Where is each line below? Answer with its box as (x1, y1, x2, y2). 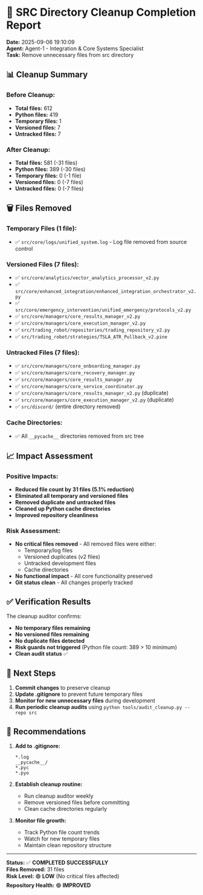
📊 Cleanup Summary (6, 70, 88, 80)
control (14, 245, 33, 252)
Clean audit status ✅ (14, 650, 68, 658)
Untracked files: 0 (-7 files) (14, 185, 84, 192)
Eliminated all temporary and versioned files (14, 492, 129, 500)
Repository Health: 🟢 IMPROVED (6, 881, 91, 889)
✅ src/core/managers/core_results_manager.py (14, 375, 133, 383)
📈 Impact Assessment (6, 451, 94, 461)
